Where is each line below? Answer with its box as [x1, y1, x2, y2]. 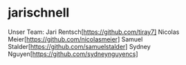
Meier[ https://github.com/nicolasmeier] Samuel [8, 35, 143, 43]
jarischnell [8, 5, 70, 21]
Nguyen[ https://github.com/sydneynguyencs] [8, 50, 138, 58]
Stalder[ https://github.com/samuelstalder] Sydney [8, 42, 151, 50]
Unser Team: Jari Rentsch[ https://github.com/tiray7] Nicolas [8, 28, 180, 36]
